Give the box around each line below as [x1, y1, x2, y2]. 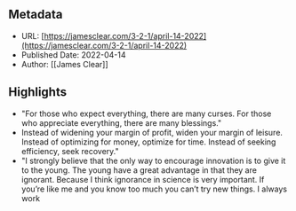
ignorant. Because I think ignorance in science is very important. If [20, 174, 265, 184]
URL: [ [20, 30, 45, 41]
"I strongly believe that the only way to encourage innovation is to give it [20, 155, 286, 166]
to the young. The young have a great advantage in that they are [20, 164, 257, 176]
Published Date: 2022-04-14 [20, 49, 126, 60]
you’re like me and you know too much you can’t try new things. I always [20, 184, 288, 194]
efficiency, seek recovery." [20, 145, 119, 156]
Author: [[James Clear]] [20, 59, 108, 69]
